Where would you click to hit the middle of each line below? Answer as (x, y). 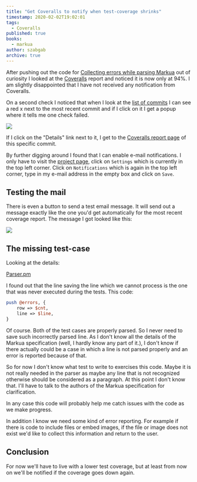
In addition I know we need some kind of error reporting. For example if (92, 421)
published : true (26, 34)
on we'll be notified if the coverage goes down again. (71, 473)
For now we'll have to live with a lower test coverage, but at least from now (96, 466)
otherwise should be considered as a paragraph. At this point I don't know (96, 379)
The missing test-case (48, 248)
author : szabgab (26, 50)
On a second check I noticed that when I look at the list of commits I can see (98, 102)
